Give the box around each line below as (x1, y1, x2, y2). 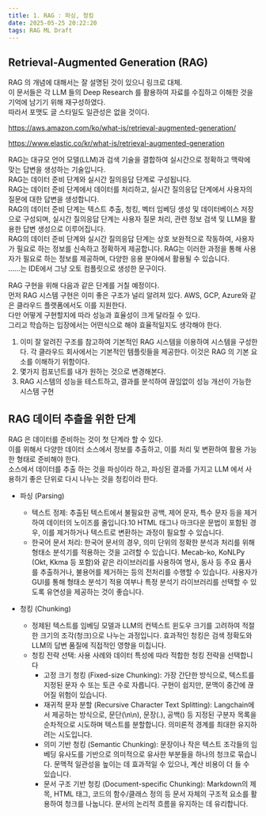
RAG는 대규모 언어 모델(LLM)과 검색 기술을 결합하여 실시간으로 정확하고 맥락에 (8, 155, 251, 165)
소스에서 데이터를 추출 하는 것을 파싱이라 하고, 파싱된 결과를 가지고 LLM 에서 (8, 464, 244, 474)
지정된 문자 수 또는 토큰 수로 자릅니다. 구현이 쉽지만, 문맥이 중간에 (43, 681, 246, 689)
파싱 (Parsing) (19, 491, 65, 500)
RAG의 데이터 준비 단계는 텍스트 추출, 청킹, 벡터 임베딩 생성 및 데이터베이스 (8, 204, 240, 214)
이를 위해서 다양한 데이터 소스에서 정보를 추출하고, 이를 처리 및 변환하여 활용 (8, 444, 243, 454)
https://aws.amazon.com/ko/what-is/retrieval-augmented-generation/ (8, 124, 237, 133)
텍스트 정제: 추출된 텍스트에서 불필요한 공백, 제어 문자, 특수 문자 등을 (31, 508, 243, 517)
